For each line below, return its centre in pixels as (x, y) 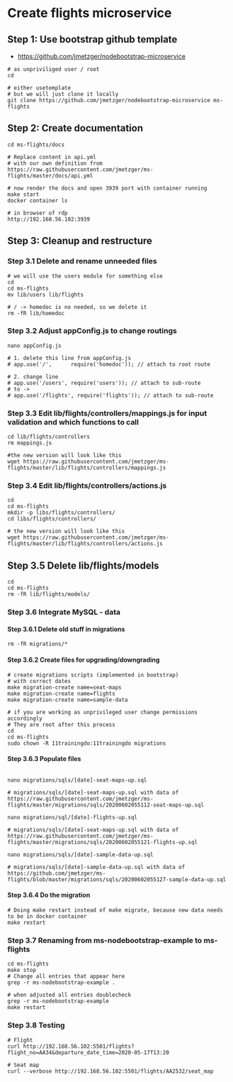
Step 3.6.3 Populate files (44, 759)
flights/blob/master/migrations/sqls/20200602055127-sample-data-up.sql (117, 879)
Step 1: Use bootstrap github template (92, 39)
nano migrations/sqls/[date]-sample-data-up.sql (80, 854)
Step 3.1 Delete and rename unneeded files (82, 261)
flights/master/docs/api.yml (50, 175)
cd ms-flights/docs (36, 144)
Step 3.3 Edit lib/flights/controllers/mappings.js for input (107, 413)
